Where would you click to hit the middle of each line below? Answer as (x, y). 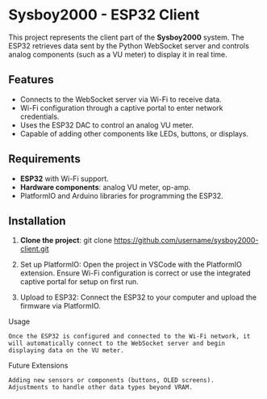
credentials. (40, 116)
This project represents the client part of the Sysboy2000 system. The (126, 37)
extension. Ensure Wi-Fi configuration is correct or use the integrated (136, 273)
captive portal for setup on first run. (79, 282)
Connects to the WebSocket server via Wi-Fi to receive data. (121, 99)
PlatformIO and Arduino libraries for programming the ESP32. (121, 195)
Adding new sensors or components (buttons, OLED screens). (112, 380)
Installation (37, 221)
